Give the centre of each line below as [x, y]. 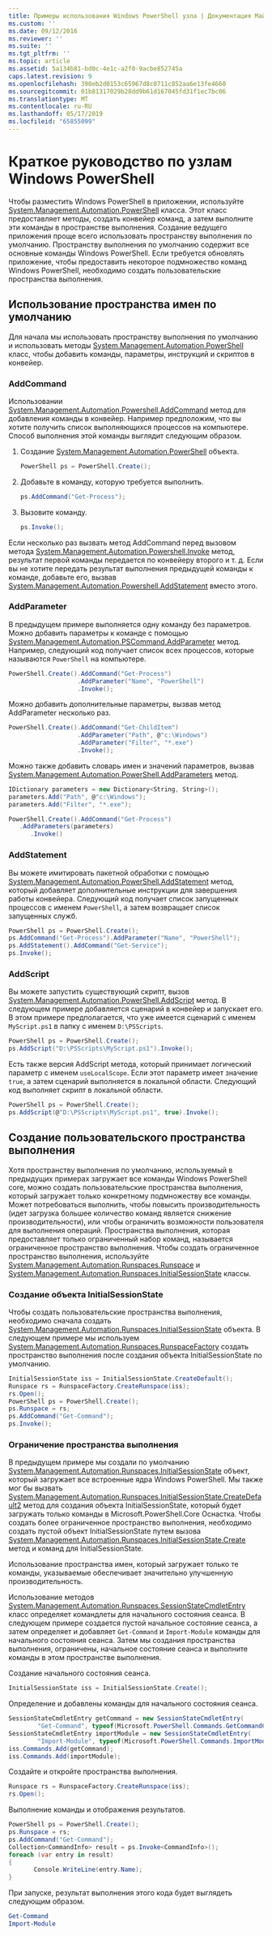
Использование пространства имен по [113, 305]
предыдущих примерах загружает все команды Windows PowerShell [128, 1178]
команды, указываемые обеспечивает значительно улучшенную [121, 1573]
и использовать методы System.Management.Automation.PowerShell [126, 345]
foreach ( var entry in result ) [61, 1855]
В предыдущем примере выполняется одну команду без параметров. [130, 624]
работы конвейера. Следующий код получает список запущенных [123, 898]
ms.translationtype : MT [49, 99]
